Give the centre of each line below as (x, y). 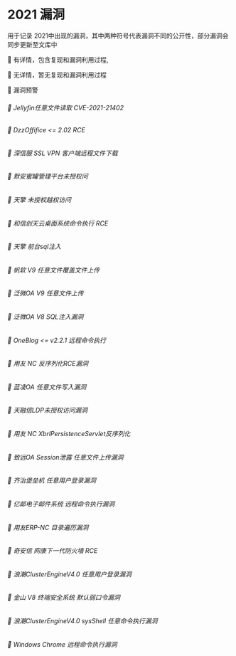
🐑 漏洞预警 (23, 90)
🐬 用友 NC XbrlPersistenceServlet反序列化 (69, 434)
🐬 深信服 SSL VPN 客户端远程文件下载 (63, 153)
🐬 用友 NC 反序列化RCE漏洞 (48, 364)
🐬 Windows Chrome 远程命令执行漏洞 (62, 644)
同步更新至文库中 (32, 44)
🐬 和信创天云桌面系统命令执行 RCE (58, 223)
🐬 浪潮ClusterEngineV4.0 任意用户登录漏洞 (69, 574)
